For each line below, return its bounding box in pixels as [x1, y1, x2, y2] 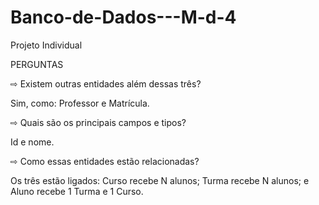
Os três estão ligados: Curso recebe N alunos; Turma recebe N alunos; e [10, 174, 310, 186]
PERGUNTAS [10, 58, 64, 70]
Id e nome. [10, 136, 55, 148]
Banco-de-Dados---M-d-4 [10, 6, 237, 29]
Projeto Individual [10, 39, 83, 51]
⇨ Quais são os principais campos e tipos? [10, 116, 187, 128]
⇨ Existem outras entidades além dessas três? [10, 77, 202, 90]
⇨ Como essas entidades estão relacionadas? [10, 155, 200, 167]
